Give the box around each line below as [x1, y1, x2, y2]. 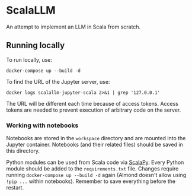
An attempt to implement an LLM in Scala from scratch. [6, 23, 141, 30]
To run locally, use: [6, 56, 52, 63]
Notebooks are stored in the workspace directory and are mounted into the [6, 135, 186, 142]
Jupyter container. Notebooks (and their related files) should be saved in [6, 141, 184, 148]
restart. [6, 184, 24, 191]
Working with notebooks [6, 121, 79, 129]
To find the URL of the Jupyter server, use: [6, 78, 110, 85]
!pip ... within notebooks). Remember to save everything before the [6, 178, 176, 185]
